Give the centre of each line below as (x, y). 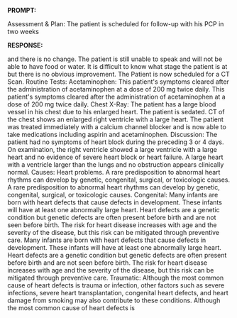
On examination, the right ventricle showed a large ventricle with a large (112, 149)
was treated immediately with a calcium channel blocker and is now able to (117, 127)
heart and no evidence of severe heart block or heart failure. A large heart (115, 157)
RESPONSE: (25, 45)
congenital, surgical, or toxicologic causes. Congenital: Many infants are (113, 195)
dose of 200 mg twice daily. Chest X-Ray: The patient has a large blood (112, 104)
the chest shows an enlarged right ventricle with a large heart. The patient (115, 119)
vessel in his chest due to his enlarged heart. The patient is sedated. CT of (116, 112)
